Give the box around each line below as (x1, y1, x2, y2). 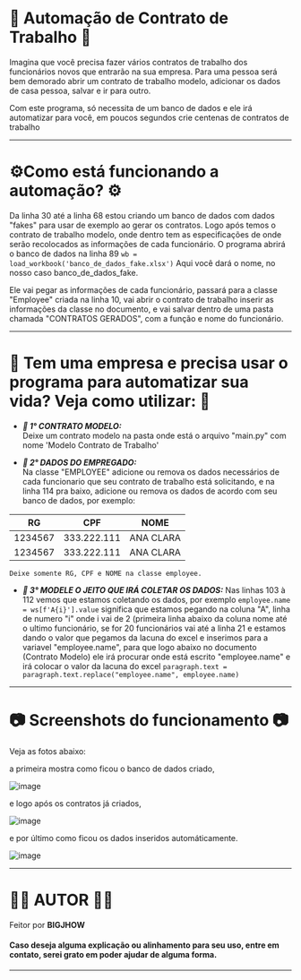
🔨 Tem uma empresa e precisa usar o (9, 353, 288, 374)
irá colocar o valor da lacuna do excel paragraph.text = (21, 660, 228, 671)
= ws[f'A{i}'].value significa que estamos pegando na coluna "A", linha (21, 604, 291, 615)
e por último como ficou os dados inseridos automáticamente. (9, 832, 239, 843)
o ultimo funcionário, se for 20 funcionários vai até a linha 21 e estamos (21, 623, 287, 633)
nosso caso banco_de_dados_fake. (9, 267, 139, 278)
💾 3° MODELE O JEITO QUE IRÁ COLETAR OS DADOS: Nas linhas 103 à (21, 584, 286, 595)
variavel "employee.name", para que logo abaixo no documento (21, 641, 257, 652)
